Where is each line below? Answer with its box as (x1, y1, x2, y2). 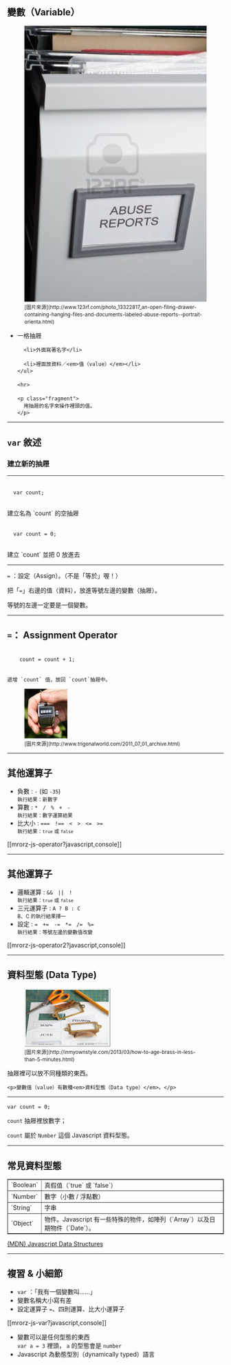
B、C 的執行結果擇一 (16, 913, 67, 919)
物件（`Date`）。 (50, 1224, 95, 1232)
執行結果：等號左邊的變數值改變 (16, 928, 93, 936)
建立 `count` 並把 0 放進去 (7, 550, 80, 559)
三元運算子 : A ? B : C (16, 904, 81, 912)
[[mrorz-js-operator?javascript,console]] (7, 840, 122, 848)
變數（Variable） (7, 6, 80, 19)
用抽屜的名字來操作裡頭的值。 (23, 403, 96, 410)
